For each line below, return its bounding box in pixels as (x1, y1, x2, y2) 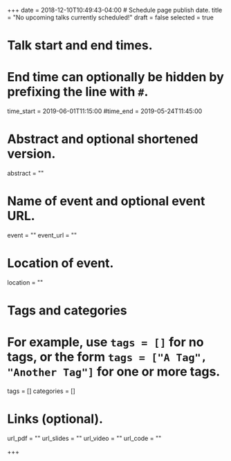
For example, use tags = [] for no (7, 335, 204, 350)
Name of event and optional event (7, 194, 205, 209)
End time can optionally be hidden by (7, 69, 224, 85)
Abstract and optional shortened (7, 131, 198, 147)
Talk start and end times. (7, 37, 153, 53)
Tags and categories (7, 303, 127, 319)
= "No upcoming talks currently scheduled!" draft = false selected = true (7, 13, 214, 22)
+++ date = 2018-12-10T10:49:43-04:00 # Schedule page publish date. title (7, 6, 223, 14)
